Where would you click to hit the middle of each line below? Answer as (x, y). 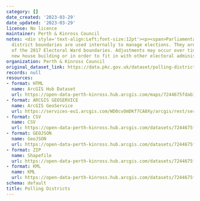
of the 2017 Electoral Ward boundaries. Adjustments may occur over (98, 51)
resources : (20, 78)
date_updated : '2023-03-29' (41, 23)
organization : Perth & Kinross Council (56, 61)
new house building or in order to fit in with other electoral (93, 56)
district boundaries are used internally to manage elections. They (98, 45)
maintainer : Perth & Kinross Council (53, 34)
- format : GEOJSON (29, 134)
